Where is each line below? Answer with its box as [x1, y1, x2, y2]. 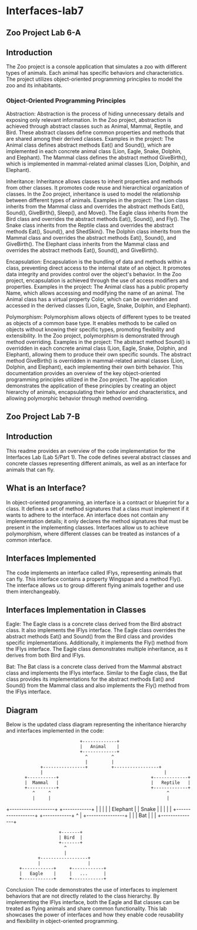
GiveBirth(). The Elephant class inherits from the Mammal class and [6, 240, 169, 247]
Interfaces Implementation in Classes [6, 605, 146, 615]
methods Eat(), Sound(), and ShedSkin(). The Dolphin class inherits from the [6, 228, 191, 235]
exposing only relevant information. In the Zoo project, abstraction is [6, 116, 172, 123]
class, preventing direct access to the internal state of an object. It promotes [6, 264, 191, 272]
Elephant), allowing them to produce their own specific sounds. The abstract [6, 350, 192, 358]
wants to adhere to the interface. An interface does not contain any [6, 511, 169, 518]
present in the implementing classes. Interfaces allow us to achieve [6, 524, 169, 531]
